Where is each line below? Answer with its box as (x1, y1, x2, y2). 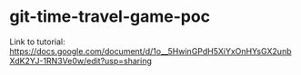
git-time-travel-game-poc (9, 6, 211, 27)
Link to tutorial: (9, 36, 65, 47)
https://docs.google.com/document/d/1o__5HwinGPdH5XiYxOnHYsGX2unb (9, 45, 292, 56)
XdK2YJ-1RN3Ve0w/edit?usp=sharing (9, 55, 153, 66)
